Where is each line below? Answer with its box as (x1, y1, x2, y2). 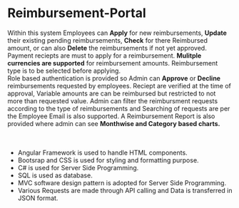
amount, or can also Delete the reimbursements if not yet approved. (7, 43, 207, 52)
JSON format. (17, 194, 59, 202)
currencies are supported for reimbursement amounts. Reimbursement (7, 58, 218, 67)
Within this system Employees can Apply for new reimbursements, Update (7, 28, 227, 37)
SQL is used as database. (17, 171, 93, 180)
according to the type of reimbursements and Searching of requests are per (7, 104, 230, 113)
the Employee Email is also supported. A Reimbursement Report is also (7, 112, 215, 120)
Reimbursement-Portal (7, 5, 146, 21)
